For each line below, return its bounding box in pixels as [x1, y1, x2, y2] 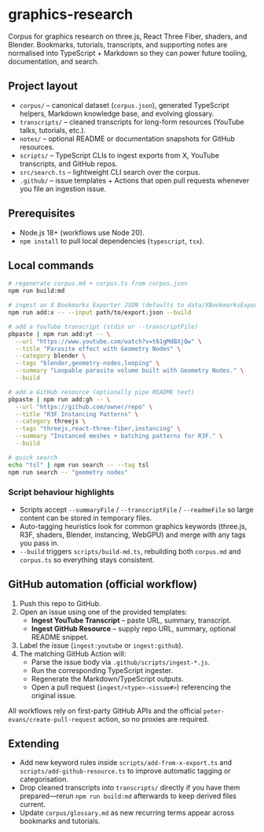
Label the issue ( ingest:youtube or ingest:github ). [19, 640, 184, 650]
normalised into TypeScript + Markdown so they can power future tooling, [8, 48, 247, 57]
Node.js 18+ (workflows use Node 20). [19, 227, 145, 237]
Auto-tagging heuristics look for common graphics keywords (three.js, [19, 521, 247, 531]
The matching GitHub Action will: [19, 649, 126, 658]
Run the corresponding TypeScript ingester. [31, 665, 173, 675]
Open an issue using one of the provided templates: [19, 607, 188, 616]
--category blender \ [15, 352, 86, 360]
